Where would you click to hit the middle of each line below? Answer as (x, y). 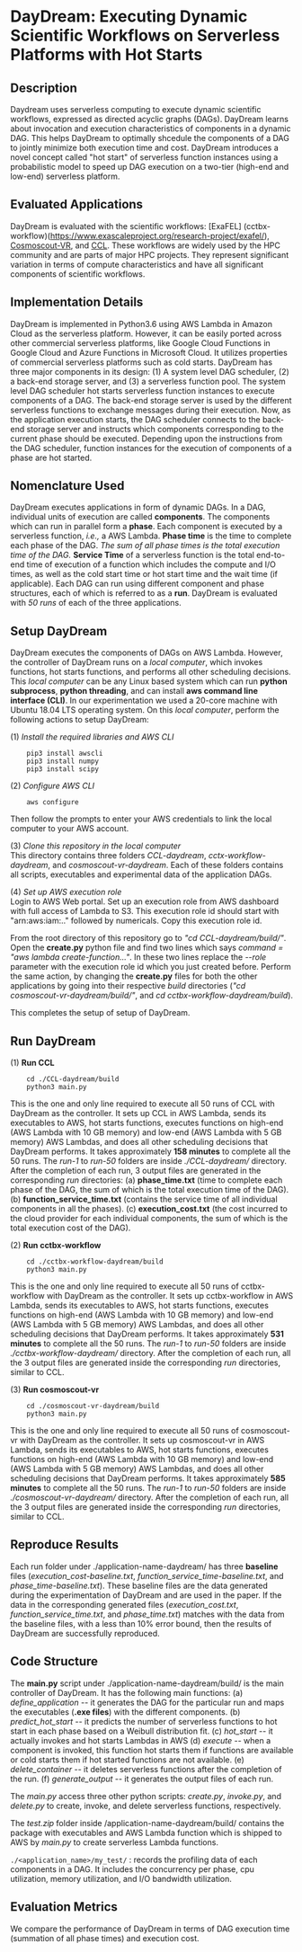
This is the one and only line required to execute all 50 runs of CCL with (142, 1104)
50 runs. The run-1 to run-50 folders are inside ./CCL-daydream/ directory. (148, 1161)
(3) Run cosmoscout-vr (55, 1389)
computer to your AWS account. (70, 829)
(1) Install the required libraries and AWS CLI (92, 737)
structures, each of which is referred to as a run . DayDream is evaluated (144, 593)
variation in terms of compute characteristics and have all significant (137, 264)
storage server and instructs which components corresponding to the (155, 429)
